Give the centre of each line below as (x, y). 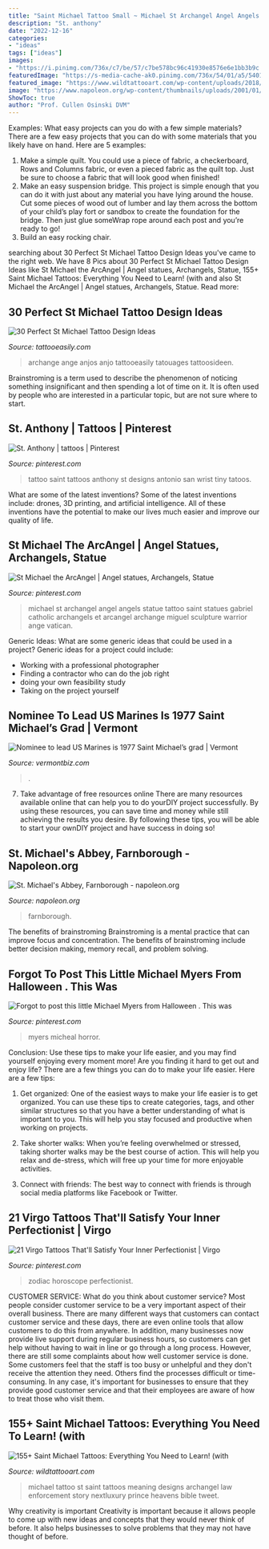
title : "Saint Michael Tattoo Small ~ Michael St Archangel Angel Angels (134, 16)
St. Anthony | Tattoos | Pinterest (90, 429)
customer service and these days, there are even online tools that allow (126, 1322)
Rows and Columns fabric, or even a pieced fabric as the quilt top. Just (137, 169)
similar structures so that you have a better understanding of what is (132, 1110)
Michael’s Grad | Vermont (73, 728)
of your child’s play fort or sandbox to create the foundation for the (130, 212)
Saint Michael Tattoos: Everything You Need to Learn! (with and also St (125, 278)
